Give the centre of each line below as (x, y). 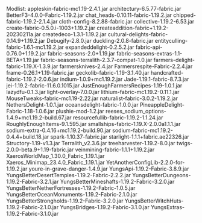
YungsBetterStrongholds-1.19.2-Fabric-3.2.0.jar (65, 201)
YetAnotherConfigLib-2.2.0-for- (146, 162)
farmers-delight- (174, 60)
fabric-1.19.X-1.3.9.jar (32, 66)
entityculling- (171, 41)
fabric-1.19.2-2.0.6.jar (33, 79)
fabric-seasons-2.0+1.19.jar (81, 53)
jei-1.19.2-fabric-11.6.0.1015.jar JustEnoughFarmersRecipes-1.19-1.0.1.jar (94, 86)
